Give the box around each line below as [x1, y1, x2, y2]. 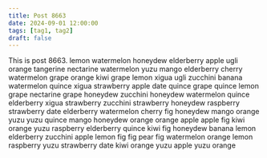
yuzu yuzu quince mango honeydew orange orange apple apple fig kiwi [8, 115, 245, 124]
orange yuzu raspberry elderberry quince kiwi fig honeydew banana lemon [8, 124, 257, 133]
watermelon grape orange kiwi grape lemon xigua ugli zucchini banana [8, 73, 243, 82]
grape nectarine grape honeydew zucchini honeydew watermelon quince [8, 89, 250, 100]
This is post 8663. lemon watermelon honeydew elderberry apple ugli [8, 56, 238, 65]
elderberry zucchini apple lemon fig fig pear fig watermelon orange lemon [8, 132, 253, 142]
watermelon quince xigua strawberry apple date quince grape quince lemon [8, 81, 259, 91]
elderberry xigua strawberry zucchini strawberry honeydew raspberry [8, 98, 241, 108]
